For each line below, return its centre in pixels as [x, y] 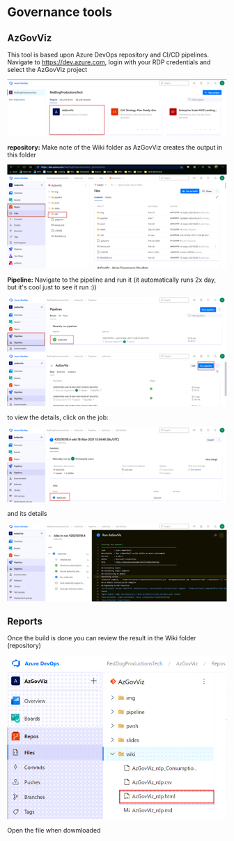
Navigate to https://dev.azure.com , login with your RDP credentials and [109, 62]
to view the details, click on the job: [58, 417]
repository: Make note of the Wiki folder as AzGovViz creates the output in [115, 147]
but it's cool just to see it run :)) [52, 287]
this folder [22, 154]
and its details [27, 513]
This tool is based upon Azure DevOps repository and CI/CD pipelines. [108, 55]
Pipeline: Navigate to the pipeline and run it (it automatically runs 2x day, [112, 280]
